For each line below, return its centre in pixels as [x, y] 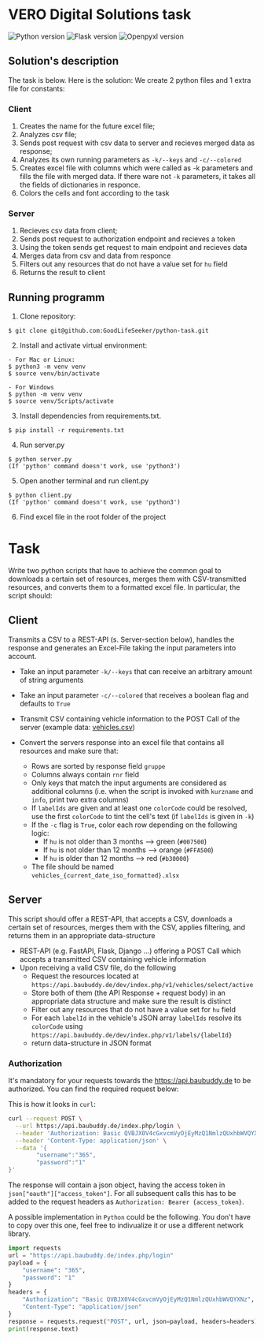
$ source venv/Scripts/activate [61, 401]
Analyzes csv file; [48, 135]
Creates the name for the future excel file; [87, 126]
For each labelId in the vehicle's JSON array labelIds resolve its [136, 1018]
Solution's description [64, 61]
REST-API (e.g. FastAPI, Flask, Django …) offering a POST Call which [130, 951]
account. [22, 656]
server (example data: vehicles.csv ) [77, 727]
